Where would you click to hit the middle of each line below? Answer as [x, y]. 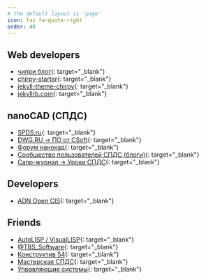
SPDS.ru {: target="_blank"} [57, 132]
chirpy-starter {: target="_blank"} [64, 79]
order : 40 [22, 26]
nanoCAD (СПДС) [47, 116]
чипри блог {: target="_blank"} [61, 72]
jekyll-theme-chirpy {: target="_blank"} [73, 86]
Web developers [44, 55]
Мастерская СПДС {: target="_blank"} [73, 261]
